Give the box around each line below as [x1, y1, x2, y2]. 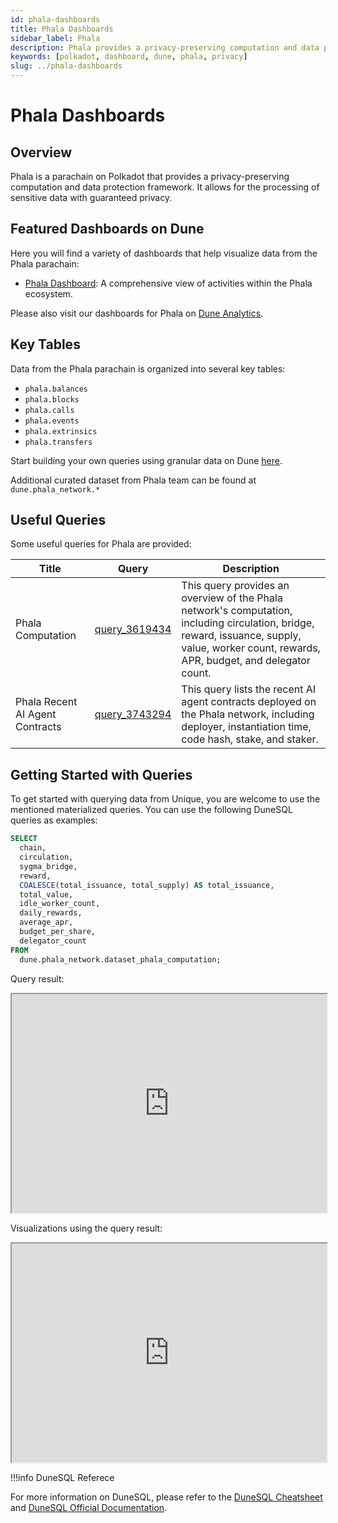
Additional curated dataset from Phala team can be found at [10, 474, 257, 486]
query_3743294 [94, 707, 172, 721]
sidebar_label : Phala [10, 33, 101, 43]
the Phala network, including [181, 707, 315, 721]
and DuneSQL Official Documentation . [10, 1501, 168, 1513]
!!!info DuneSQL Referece [10, 1471, 115, 1483]
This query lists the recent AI [181, 682, 317, 696]
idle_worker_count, [19, 899, 101, 909]
